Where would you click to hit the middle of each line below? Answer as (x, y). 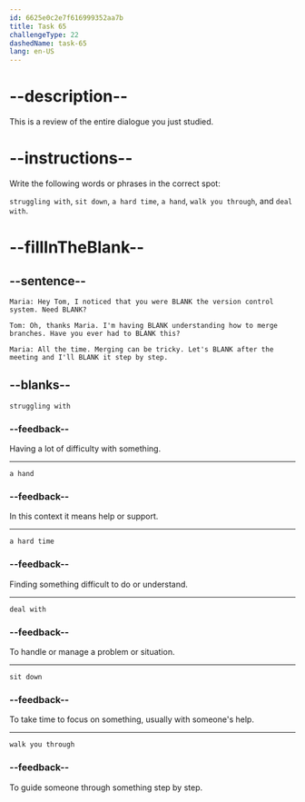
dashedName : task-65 (49, 43)
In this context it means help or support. (84, 516)
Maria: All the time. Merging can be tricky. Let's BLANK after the (142, 350)
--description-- (69, 97)
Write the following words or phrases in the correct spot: (115, 183)
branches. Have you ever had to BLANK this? (95, 333)
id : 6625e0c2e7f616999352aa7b (67, 18)
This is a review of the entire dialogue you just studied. (112, 122)
